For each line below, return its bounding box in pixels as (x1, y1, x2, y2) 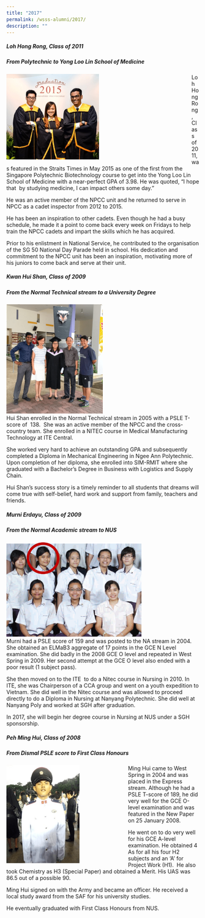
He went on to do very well (128, 828, 196, 836)
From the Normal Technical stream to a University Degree (6, 288, 156, 296)
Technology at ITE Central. (6, 434, 73, 442)
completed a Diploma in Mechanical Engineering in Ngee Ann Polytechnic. (6, 453, 194, 460)
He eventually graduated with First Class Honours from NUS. (6, 905, 160, 912)
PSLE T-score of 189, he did (128, 791, 198, 798)
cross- (166, 421, 184, 429)
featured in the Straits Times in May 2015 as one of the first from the (10, 164, 183, 172)
